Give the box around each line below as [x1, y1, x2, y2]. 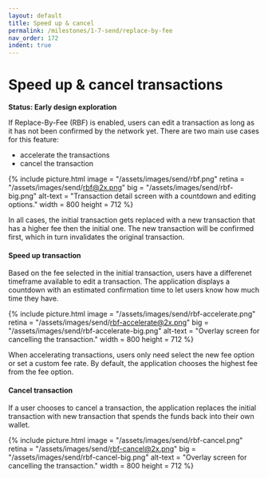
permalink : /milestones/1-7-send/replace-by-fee [8, 26, 173, 34]
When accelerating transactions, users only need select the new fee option [8, 350, 255, 360]
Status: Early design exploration [8, 102, 117, 112]
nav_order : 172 [8, 34, 59, 42]
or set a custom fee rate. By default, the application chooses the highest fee [8, 359, 258, 368]
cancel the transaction [19, 159, 94, 169]
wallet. [8, 420, 30, 430]
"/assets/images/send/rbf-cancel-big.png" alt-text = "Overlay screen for [8, 452, 247, 462]
